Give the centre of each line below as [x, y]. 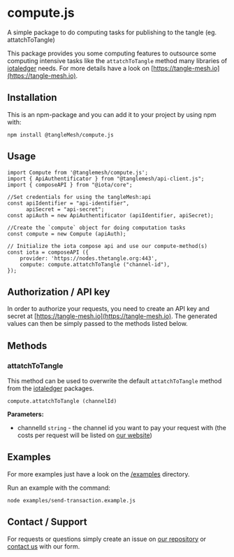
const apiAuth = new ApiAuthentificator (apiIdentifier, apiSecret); [111, 215]
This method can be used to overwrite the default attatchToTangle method [115, 381]
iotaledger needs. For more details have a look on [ [80, 68]
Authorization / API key [59, 292]
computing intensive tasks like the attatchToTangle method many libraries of [117, 60]
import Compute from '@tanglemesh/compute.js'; [78, 172]
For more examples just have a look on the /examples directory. [98, 474]
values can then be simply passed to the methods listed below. [98, 324]
